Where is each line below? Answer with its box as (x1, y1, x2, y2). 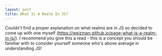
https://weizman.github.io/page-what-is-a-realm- (58, 30, 157, 36)
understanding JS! (5, 45, 42, 51)
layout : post (5, 7, 32, 12)
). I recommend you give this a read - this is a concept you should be (15, 35, 153, 41)
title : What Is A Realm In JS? (5, 12, 68, 16)
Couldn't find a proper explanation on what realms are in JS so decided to (5, 25, 153, 30)
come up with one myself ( (5, 30, 59, 36)
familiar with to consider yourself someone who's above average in (5, 40, 139, 46)
